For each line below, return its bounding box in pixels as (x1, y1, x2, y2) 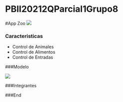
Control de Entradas (12, 54, 53, 60)
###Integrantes (5, 83, 37, 89)
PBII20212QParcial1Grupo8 (5, 3, 119, 15)
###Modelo (5, 64, 29, 70)
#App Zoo (5, 20, 26, 26)
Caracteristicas (5, 33, 43, 39)
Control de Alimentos (12, 49, 56, 55)
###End (5, 92, 21, 98)
